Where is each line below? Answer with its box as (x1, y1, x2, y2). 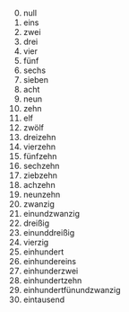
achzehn (22, 180, 56, 190)
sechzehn (22, 161, 60, 171)
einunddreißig (22, 227, 75, 237)
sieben (22, 75, 48, 85)
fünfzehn (22, 151, 57, 161)
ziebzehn (22, 170, 57, 181)
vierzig (22, 237, 49, 247)
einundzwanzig (22, 209, 80, 218)
